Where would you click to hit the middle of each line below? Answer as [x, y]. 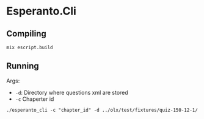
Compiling [27, 34]
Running [23, 66]
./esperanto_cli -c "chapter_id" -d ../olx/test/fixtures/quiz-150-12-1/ [102, 110]
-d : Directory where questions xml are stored [71, 92]
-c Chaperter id [35, 99]
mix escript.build [30, 47]
